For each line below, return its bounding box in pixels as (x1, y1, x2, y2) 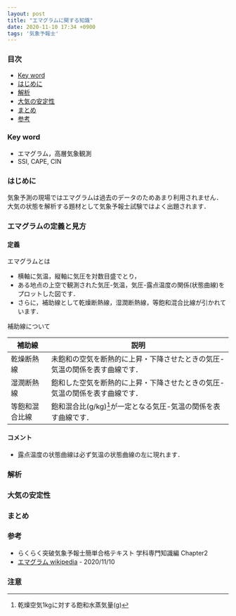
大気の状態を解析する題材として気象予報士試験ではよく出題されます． (7, 202, 211, 211)
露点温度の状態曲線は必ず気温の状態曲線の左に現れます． (17, 450, 184, 458)
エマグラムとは (7, 257, 51, 266)
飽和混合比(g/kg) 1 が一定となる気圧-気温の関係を (51, 400, 214, 411)
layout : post (7, 10, 46, 18)
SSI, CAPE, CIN (17, 157, 62, 165)
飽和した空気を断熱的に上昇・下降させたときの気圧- (51, 378, 225, 387)
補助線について (7, 322, 51, 331)
